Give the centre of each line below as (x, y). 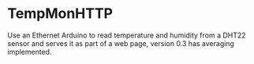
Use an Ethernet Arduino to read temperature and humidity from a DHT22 (127, 35)
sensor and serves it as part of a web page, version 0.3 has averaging (121, 43)
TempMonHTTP (60, 14)
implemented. (30, 52)
